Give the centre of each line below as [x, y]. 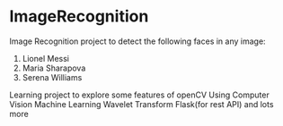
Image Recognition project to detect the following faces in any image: [138, 41]
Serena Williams [52, 77]
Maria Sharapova [54, 68]
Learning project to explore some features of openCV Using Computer [139, 95]
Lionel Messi [46, 58]
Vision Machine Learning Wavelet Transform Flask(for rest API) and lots [141, 104]
